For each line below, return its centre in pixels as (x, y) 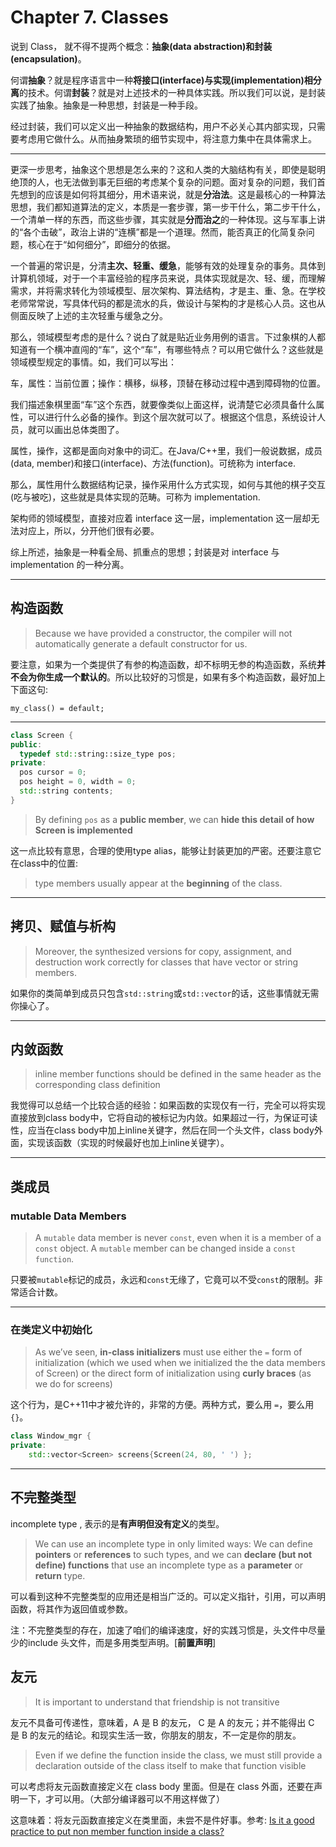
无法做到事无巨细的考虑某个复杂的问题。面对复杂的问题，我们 (189, 182)
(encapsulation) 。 (48, 58)
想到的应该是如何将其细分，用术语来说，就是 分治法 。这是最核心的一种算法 (172, 194)
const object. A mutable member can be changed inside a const (165, 1248)
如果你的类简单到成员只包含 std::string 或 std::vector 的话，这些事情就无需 (165, 993)
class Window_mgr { (51, 1436)
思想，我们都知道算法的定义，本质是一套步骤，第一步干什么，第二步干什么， (168, 207)
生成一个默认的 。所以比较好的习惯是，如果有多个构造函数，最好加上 (185, 677)
